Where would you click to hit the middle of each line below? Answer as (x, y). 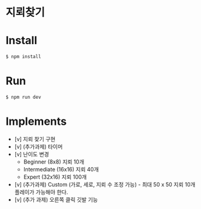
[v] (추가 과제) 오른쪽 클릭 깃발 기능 (56, 199)
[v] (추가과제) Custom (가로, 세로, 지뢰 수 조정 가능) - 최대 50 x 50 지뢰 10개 (105, 184)
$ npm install (24, 57)
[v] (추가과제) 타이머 (38, 147)
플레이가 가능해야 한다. (41, 192)
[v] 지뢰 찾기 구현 (35, 139)
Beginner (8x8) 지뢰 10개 (54, 162)
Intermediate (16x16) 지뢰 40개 (61, 169)
